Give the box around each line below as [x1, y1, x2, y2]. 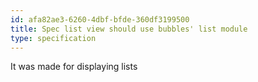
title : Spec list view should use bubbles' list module [10, 24, 248, 34]
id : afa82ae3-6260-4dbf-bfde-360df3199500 [10, 14, 190, 25]
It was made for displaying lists [10, 61, 138, 73]
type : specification [10, 33, 97, 43]
